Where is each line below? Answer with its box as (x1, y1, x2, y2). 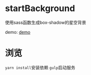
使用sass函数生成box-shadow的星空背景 (5, 19, 87, 25)
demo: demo (5, 29, 31, 35)
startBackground (5, 3, 75, 14)
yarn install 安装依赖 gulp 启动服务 (5, 64, 75, 70)
